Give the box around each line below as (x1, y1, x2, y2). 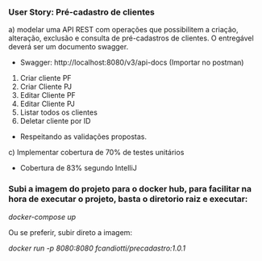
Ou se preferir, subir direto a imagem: (8, 227, 133, 237)
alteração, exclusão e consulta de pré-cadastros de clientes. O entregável (8, 33, 254, 43)
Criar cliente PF (19, 74, 72, 83)
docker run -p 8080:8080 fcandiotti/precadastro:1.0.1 (8, 243, 186, 253)
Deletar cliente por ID (19, 116, 91, 126)
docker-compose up (8, 212, 77, 221)
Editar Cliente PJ (19, 99, 75, 109)
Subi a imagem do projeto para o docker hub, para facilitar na (8, 183, 252, 195)
